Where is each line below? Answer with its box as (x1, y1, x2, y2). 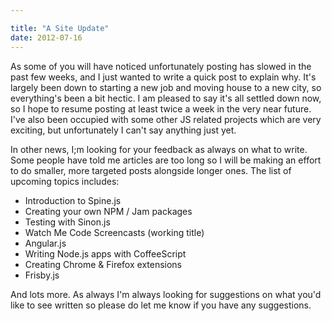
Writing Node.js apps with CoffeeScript (24, 247, 187, 260)
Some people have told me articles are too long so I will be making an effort (10, 154, 322, 166)
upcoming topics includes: (10, 175, 120, 187)
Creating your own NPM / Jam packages (24, 205, 193, 217)
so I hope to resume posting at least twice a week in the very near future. (10, 102, 312, 115)
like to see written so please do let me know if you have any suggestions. (10, 299, 312, 311)
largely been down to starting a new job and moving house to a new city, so (10, 81, 322, 93)
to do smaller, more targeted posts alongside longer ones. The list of (10, 164, 292, 176)
